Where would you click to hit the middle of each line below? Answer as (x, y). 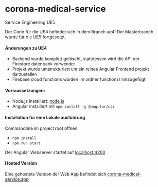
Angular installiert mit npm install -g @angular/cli (63, 106)
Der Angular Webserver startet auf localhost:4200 (55, 152)
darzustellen (25, 74)
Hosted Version (21, 163)
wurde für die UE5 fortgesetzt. (35, 37)
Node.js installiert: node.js (38, 101)
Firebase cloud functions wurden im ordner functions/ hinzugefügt (79, 79)
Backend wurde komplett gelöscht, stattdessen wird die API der (76, 59)
